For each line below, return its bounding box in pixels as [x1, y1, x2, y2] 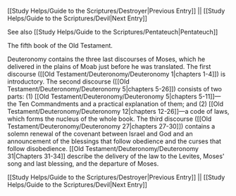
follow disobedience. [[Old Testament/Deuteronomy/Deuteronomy [7, 145, 199, 152]
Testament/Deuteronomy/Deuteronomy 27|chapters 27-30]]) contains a [7, 122, 216, 130]
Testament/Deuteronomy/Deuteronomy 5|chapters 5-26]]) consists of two [7, 85, 222, 93]
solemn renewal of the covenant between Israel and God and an [7, 130, 193, 138]
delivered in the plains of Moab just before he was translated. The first [7, 63, 211, 70]
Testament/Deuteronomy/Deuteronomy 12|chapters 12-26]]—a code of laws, [7, 107, 230, 115]
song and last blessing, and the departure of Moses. [7, 159, 159, 168]
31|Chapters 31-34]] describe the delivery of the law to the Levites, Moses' [7, 152, 225, 160]
